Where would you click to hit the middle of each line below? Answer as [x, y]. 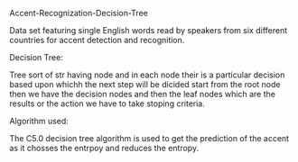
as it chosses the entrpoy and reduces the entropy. [104, 148]
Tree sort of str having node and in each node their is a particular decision [147, 75]
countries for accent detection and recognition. [97, 40]
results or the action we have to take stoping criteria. [107, 103]
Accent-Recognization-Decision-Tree [79, 13]
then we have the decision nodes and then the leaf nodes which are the [142, 94]
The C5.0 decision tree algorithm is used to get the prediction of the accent [149, 138]
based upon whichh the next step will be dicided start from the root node [145, 84]
